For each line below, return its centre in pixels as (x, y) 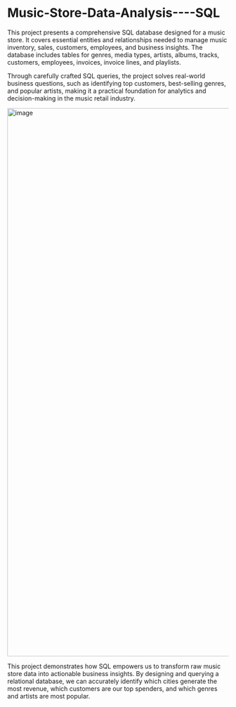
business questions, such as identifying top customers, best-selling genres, (117, 83)
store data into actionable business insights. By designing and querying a (113, 673)
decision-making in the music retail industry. (71, 98)
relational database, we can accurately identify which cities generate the (112, 681)
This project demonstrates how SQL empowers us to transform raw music (114, 666)
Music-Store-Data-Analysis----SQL (114, 13)
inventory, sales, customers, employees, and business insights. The (105, 47)
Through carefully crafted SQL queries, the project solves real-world (106, 76)
